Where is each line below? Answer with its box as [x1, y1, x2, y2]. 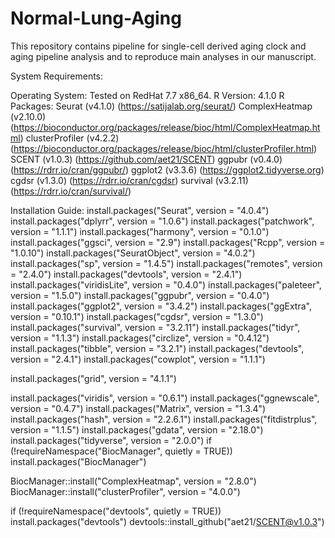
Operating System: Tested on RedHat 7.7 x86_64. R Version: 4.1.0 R [10, 89, 285, 101]
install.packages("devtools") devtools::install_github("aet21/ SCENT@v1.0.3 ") [10, 515, 325, 527]
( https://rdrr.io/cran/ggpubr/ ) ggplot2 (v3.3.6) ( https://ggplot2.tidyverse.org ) [10, 163, 325, 176]
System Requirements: [10, 70, 104, 82]
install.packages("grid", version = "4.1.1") [10, 372, 177, 384]
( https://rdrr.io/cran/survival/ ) [10, 185, 132, 197]
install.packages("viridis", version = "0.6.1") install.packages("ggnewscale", [10, 392, 320, 404]
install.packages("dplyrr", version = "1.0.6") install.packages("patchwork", [10, 215, 315, 227]
